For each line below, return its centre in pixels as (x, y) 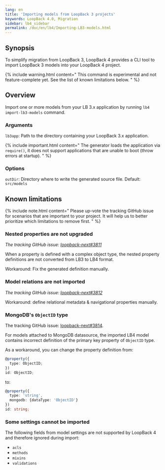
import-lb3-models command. (35, 112)
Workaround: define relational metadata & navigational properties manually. (82, 302)
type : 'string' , (26, 396)
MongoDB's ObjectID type (37, 314)
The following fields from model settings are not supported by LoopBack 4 (81, 433)
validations (24, 464)
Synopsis (20, 48)
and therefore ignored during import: (42, 438)
